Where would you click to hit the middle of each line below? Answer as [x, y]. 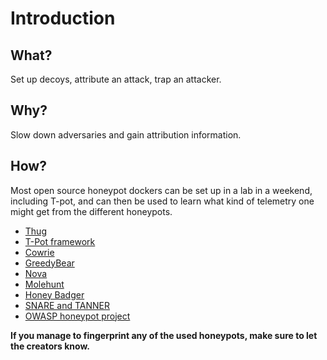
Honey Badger [54, 294]
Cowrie [39, 252]
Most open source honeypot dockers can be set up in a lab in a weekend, [161, 190]
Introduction [63, 18]
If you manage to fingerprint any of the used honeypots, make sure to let [164, 335]
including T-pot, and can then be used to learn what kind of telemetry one [162, 201]
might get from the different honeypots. [91, 211]
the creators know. [50, 346]
